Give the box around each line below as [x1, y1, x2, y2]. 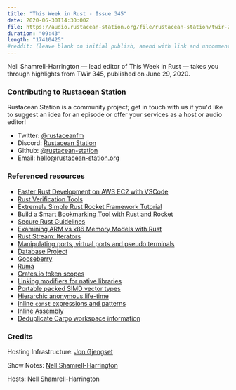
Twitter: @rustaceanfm [17, 131, 84, 140]
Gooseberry [17, 254, 53, 263]
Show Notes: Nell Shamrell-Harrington [7, 361, 118, 369]
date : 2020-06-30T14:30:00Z [7, 17, 90, 24]
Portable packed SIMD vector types [17, 284, 121, 292]
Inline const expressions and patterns [17, 299, 126, 307]
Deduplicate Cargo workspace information [17, 314, 140, 323]
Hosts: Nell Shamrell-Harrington [7, 375, 100, 383]
